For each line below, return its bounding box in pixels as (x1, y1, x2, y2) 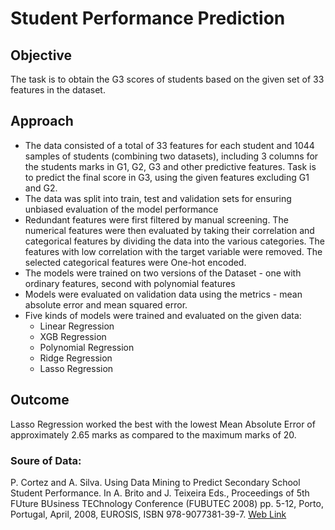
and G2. (24, 182, 58, 194)
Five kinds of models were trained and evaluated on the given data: (24, 309, 302, 321)
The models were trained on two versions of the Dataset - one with (24, 267, 302, 279)
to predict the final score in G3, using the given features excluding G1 (24, 171, 310, 183)
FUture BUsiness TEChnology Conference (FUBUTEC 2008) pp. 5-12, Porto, (10, 497, 324, 509)
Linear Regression (39, 320, 115, 332)
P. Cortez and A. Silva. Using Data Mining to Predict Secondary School (10, 476, 301, 488)
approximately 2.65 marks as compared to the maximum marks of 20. (10, 428, 297, 441)
